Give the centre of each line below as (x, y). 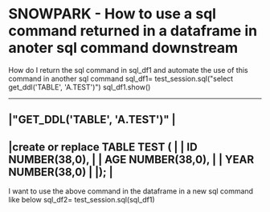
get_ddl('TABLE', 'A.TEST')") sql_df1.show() (80, 87)
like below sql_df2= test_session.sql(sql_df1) (82, 200)
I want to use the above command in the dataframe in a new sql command (131, 191)
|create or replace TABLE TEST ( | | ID (103, 147)
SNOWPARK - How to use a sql (112, 14)
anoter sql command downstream (123, 48)
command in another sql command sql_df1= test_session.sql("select (121, 78)
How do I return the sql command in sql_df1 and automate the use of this (128, 70)
